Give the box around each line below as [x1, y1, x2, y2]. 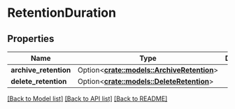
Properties [7, 33, 55, 45]
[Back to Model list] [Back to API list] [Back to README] [7, 94, 168, 103]
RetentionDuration [7, 5, 117, 21]
